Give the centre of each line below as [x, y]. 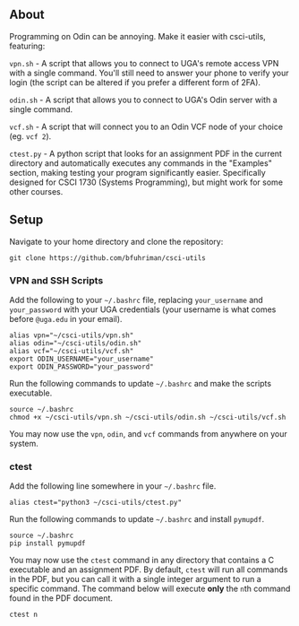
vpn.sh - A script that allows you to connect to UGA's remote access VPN [144, 63]
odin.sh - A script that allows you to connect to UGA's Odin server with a [143, 100]
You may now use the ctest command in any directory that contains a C [142, 561]
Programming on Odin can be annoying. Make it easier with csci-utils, [137, 36]
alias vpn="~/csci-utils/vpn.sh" [72, 335]
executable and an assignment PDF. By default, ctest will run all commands [149, 569]
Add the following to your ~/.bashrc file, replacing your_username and [137, 300]
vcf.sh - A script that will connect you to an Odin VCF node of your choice [146, 126]
